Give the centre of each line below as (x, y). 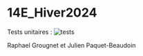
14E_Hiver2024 (52, 13)
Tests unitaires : (30, 32)
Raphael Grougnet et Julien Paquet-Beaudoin (71, 45)
